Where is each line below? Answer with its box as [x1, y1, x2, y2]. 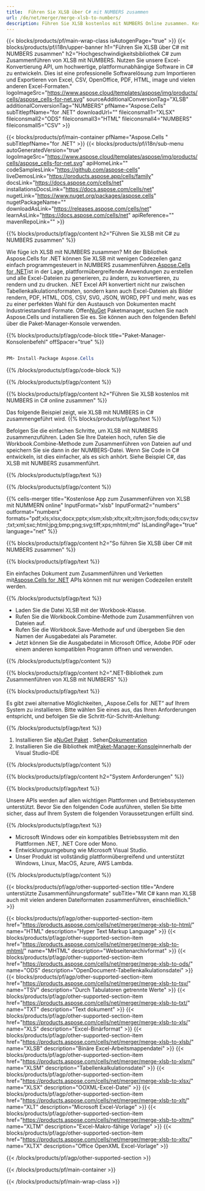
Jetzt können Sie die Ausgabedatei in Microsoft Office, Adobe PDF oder [15, 639, 196, 647]
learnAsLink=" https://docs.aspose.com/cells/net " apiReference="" [6, 212, 174, 219]
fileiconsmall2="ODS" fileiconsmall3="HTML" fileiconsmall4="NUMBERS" [6, 115, 192, 122]
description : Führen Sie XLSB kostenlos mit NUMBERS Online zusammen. [6, 20, 190, 26]
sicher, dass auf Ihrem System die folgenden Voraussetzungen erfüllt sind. [6, 810, 194, 817]
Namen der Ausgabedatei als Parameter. [15, 633, 117, 640]
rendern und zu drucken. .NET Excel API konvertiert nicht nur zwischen [6, 281, 185, 288]
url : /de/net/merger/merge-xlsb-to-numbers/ [6, 15, 121, 21]
